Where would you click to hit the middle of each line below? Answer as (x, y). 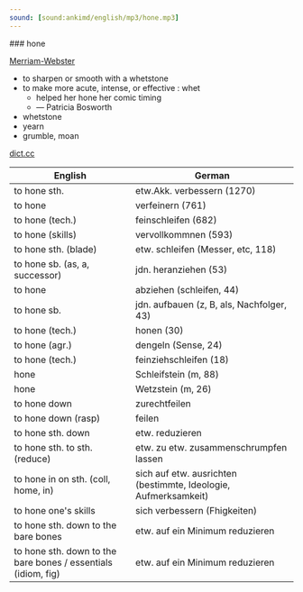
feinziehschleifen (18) (182, 360)
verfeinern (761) (170, 205)
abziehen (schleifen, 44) (187, 289)
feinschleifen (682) (176, 220)
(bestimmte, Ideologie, (183, 485)
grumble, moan (50, 135)
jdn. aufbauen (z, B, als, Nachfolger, (211, 305)
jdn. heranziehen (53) (181, 269)
